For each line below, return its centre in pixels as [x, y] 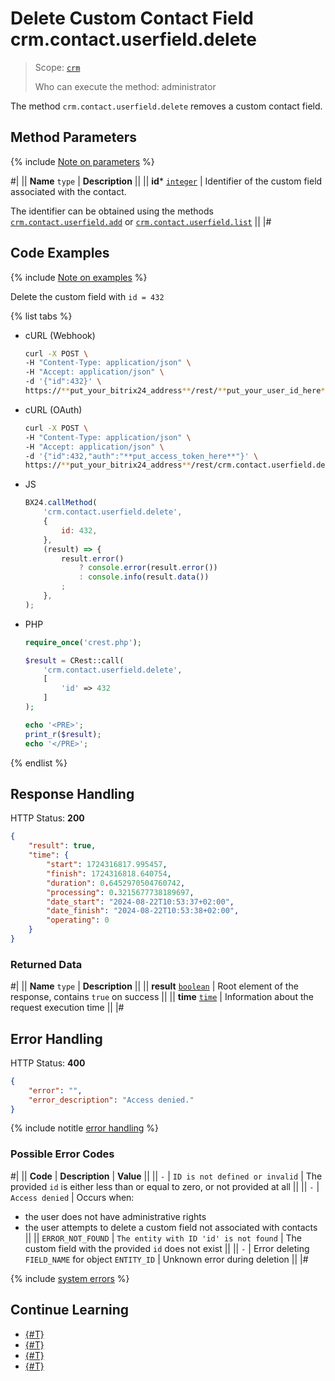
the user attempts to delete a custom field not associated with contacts [171, 1227]
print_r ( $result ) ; [63, 734]
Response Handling [72, 793]
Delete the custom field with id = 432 [87, 296]
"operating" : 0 [78, 920]
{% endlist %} [39, 763]
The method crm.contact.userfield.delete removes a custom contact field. [166, 106]
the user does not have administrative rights [115, 1216]
